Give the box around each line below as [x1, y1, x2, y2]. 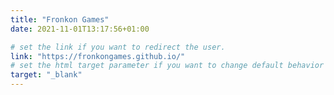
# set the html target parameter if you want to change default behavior [10, 61, 325, 71]
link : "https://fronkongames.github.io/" [10, 51, 186, 61]
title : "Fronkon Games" [10, 14, 110, 25]
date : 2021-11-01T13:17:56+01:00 [10, 24, 150, 34]
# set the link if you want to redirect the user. [10, 42, 226, 52]
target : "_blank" [10, 70, 83, 80]
